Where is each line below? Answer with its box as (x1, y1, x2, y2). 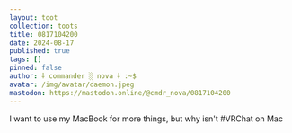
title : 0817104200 (9, 30, 78, 39)
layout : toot (9, 13, 58, 22)
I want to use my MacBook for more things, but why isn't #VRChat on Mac (9, 113, 283, 124)
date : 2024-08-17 (9, 38, 75, 48)
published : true (9, 47, 70, 56)
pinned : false (9, 64, 63, 73)
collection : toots (9, 22, 78, 31)
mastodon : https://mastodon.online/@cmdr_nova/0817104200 (9, 88, 231, 97)
